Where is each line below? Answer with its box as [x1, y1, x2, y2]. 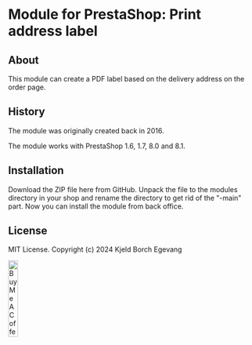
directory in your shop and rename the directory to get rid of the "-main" [8, 193, 242, 202]
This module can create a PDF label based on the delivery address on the [8, 74, 245, 83]
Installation [8, 164, 64, 177]
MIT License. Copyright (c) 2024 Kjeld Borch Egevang [8, 245, 182, 254]
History [8, 105, 45, 118]
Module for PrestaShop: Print [8, 5, 202, 24]
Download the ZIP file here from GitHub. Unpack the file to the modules [8, 184, 238, 194]
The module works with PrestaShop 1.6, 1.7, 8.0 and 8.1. [8, 141, 185, 151]
